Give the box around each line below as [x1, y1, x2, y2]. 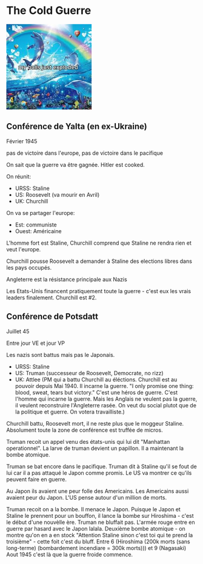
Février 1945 [6, 137, 38, 144]
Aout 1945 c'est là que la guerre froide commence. [6, 551, 133, 558]
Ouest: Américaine [15, 227, 62, 234]
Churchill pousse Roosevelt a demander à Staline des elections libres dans [6, 257, 193, 265]
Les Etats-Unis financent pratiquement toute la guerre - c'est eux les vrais [6, 287, 191, 294]
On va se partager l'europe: [6, 209, 75, 216]
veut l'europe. [6, 245, 41, 253]
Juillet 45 [6, 327, 30, 335]
